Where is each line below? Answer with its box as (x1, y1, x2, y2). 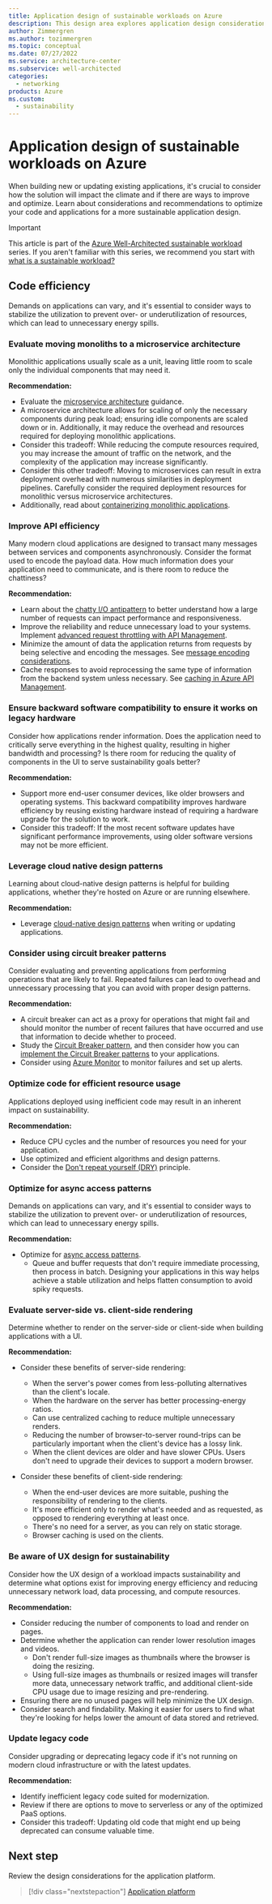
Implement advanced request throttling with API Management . (19, 630, 228, 641)
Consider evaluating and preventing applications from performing (8, 966, 227, 976)
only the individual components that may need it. (8, 366, 171, 375)
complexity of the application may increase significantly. (19, 457, 209, 467)
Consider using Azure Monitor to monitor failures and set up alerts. (19, 1057, 243, 1067)
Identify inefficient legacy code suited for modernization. (19, 1791, 210, 1801)
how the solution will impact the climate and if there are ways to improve (8, 190, 250, 199)
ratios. (32, 1404, 54, 1414)
